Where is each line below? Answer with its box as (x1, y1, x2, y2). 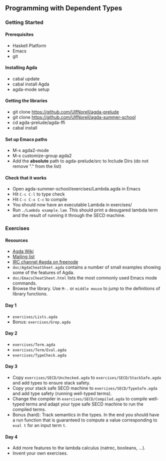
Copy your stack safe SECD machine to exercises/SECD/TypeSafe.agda (12, 385, 157, 391)
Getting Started (5, 19, 43, 26)
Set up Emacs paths (5, 136, 47, 142)
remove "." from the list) (12, 163, 61, 169)
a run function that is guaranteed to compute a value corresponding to (12, 417, 157, 423)
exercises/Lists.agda (12, 314, 57, 319)
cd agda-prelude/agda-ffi (12, 119, 65, 125)
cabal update (12, 75, 40, 81)
